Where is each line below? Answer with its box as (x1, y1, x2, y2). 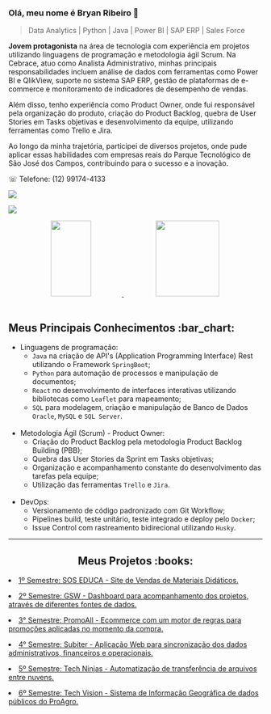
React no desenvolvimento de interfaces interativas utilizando (31, 386, 236, 395)
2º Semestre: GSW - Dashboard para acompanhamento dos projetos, (19, 590, 249, 601)
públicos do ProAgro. (8, 696, 79, 706)
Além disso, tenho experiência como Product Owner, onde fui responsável (8, 100, 256, 110)
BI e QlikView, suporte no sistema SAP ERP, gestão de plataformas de (8, 76, 240, 86)
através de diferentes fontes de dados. (8, 599, 137, 609)
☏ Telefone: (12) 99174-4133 (8, 174, 106, 184)
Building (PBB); (31, 446, 83, 455)
